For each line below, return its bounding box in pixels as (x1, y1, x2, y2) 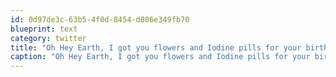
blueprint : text (10, 24, 78, 34)
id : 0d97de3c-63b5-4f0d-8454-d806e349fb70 (10, 14, 190, 25)
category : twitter (10, 33, 87, 43)
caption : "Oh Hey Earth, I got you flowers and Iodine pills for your (10, 52, 311, 62)
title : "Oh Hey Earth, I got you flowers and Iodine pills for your (10, 42, 302, 53)
